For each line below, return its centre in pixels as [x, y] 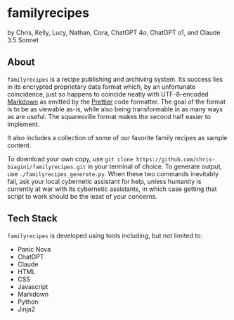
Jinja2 [26, 309]
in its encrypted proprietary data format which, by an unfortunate [102, 87]
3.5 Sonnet [23, 39]
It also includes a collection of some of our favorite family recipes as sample [117, 137]
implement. [24, 124]
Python [28, 302]
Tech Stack [32, 219]
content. [19, 145]
